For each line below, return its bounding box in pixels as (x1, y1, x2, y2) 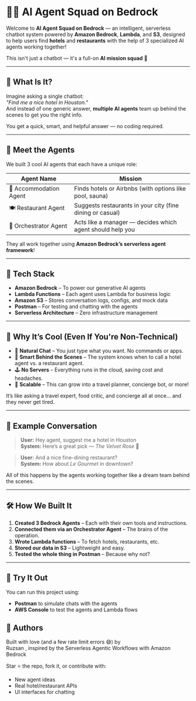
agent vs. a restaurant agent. (14, 360, 85, 367)
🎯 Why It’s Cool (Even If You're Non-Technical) (6, 332, 178, 342)
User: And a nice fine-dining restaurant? (20, 454, 118, 461)
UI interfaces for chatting (14, 689, 75, 696)
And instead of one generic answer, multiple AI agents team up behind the (6, 105, 187, 112)
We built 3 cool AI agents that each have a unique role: (6, 160, 138, 167)
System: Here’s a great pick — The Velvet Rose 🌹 (20, 443, 139, 449)
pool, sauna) (73, 191, 108, 200)
